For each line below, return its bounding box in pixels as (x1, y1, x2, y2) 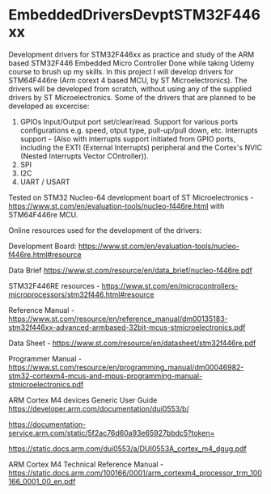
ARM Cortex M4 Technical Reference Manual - (8, 459, 164, 469)
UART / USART (19, 176, 70, 187)
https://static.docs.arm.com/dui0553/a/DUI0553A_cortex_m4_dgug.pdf (8, 443, 247, 454)
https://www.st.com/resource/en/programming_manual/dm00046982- (8, 362, 244, 372)
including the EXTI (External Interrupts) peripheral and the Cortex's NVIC (19, 142, 263, 152)
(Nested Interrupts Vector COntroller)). (19, 151, 149, 161)
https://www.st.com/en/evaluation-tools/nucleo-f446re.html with (8, 201, 225, 211)
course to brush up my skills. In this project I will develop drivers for (8, 66, 234, 76)
